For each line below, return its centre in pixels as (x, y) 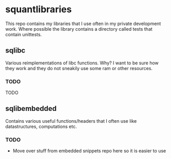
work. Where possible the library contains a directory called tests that (79, 29)
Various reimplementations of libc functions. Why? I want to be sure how (82, 63)
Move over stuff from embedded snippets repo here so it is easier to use (89, 151)
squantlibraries (39, 9)
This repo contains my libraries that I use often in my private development (83, 24)
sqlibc (15, 50)
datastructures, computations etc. (41, 126)
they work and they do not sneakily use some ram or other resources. (79, 68)
